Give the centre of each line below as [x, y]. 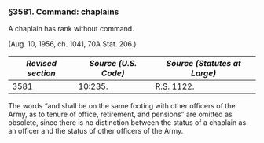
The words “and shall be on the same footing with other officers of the [122, 106]
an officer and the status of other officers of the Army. [96, 131]
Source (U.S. [113, 64]
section [42, 73]
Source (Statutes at [203, 64]
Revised [42, 64]
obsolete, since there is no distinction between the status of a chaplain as [127, 123]
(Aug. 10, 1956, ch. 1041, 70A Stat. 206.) [72, 44]
